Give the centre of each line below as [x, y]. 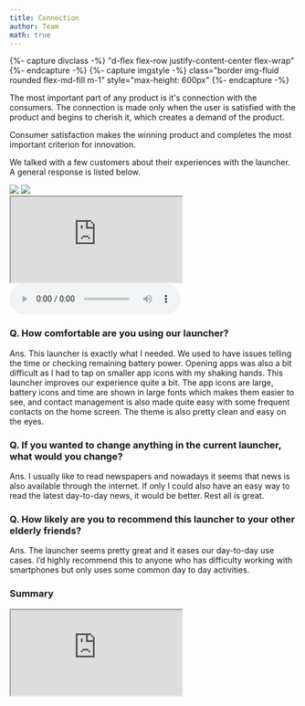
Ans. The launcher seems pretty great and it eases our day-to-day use [142, 551]
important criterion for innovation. [73, 145]
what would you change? [66, 456]
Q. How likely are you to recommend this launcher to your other [152, 519]
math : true [30, 35]
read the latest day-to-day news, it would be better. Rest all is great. [137, 495]
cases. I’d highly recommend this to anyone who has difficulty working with [151, 560]
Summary [32, 594]
